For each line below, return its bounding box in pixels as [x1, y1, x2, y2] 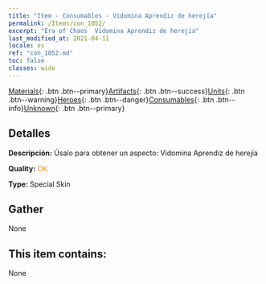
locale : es [8, 42, 45, 50]
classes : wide [8, 64, 56, 72]
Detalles [8, 126, 51, 141]
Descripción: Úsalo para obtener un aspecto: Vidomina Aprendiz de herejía [8, 148, 259, 158]
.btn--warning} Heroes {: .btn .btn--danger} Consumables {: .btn [8, 94, 215, 105]
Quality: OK [8, 163, 48, 173]
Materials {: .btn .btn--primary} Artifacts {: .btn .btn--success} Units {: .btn [8, 86, 245, 96]
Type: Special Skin [8, 179, 71, 189]
